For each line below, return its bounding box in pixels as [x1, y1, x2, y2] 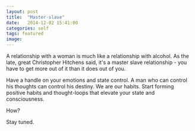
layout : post [6, 8, 39, 15]
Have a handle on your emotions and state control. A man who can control [6, 76, 188, 84]
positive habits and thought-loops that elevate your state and [6, 90, 155, 96]
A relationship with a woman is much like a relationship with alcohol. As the [6, 53, 190, 59]
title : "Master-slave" [6, 14, 65, 20]
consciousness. [6, 95, 44, 103]
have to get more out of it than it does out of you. [6, 65, 126, 72]
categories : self [6, 25, 49, 31]
